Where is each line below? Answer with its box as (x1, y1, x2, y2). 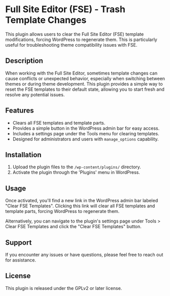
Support (5, 238, 32, 247)
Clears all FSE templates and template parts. (12, 120, 106, 126)
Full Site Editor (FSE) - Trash (5, 4, 126, 15)
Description (5, 57, 43, 65)
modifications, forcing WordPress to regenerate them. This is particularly (5, 36, 157, 43)
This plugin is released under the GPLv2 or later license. (5, 285, 122, 291)
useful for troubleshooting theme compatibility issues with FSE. (5, 42, 138, 48)
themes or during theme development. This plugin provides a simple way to (5, 81, 163, 87)
